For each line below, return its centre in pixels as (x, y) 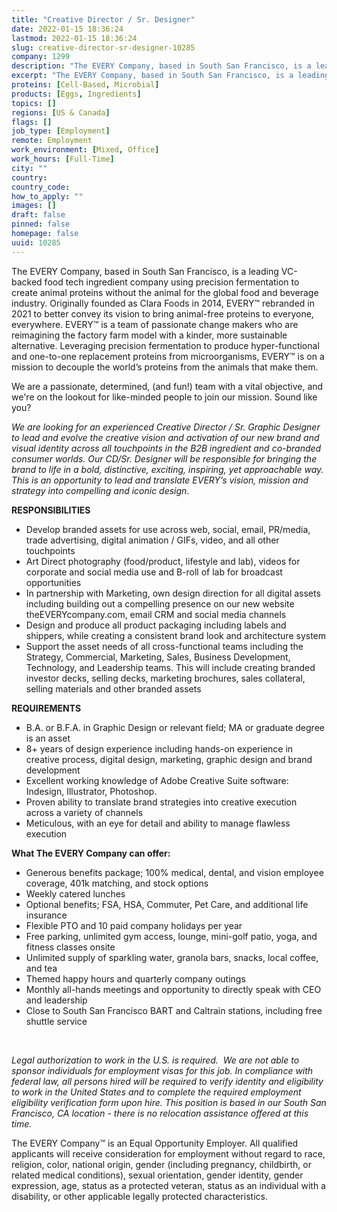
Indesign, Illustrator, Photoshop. (91, 791)
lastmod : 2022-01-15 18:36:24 (74, 38)
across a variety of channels (84, 812)
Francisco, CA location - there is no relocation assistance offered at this (160, 1113)
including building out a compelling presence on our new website (160, 603)
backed (27, 282)
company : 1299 (41, 57)
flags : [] (32, 122)
